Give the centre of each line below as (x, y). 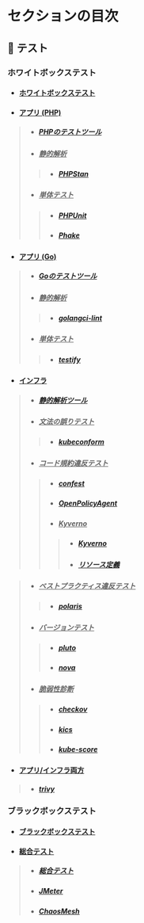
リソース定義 (99, 564)
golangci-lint (80, 318)
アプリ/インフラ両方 (51, 770)
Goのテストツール (68, 276)
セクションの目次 (63, 16)
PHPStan (73, 174)
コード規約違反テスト (73, 463)
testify (69, 359)
